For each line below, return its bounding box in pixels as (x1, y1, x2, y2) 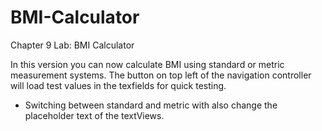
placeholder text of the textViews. (24, 109, 165, 121)
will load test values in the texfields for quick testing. (10, 79, 227, 91)
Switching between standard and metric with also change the (24, 99, 278, 111)
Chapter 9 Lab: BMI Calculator (10, 39, 135, 51)
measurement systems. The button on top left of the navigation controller (10, 69, 312, 81)
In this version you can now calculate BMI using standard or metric (10, 58, 285, 70)
